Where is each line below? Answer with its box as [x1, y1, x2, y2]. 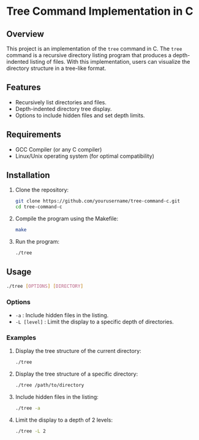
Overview [6, 29, 45, 39]
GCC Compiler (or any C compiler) [15, 145, 102, 153]
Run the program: [15, 238, 60, 245]
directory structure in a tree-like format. [6, 64, 107, 72]
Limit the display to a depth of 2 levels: [15, 416, 113, 423]
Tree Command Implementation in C [6, 4, 193, 18]
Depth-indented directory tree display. [15, 105, 112, 112]
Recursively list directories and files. [15, 98, 107, 106]
